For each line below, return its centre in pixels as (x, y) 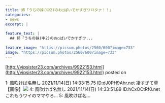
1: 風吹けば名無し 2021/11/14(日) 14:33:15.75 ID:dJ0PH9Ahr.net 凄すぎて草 (82, 83)
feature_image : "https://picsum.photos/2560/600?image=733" (70, 48)
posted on (115, 72)
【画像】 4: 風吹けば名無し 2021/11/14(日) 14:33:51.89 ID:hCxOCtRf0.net (83, 89)
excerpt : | (17, 24)
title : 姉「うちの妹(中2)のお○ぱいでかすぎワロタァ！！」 (59, 10)
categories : (18, 15)
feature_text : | (22, 33)
